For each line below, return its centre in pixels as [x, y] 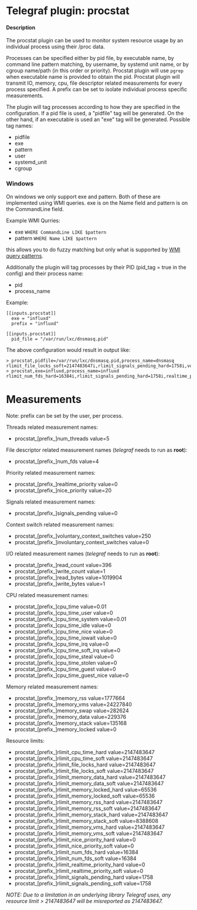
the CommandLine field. [35, 209]
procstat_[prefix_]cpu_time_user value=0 [64, 612]
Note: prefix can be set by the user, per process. [64, 415]
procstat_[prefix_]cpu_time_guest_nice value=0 [72, 675]
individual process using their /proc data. [56, 47]
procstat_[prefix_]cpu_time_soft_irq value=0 [67, 650]
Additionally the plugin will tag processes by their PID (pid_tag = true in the [96, 267]
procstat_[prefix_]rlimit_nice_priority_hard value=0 [75, 839]
